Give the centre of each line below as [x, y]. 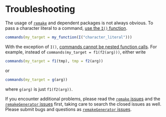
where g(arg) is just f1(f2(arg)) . [39, 89]
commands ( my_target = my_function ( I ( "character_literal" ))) [69, 37]
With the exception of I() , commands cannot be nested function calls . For [81, 47]
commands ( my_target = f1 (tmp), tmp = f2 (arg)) [54, 61]
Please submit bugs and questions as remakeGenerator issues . [68, 109]
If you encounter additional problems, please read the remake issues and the [83, 99]
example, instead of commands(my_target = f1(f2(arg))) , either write [76, 52]
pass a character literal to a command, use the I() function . [66, 28]
